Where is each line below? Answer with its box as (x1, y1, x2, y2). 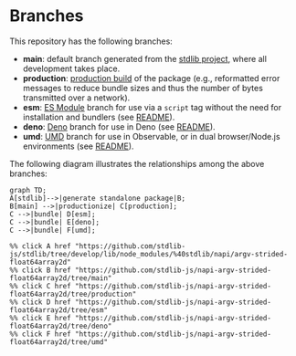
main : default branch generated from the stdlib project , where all (22, 53, 268, 64)
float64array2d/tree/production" (9, 289, 137, 298)
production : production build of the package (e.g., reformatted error (22, 72, 280, 83)
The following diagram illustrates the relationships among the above (9, 158, 265, 169)
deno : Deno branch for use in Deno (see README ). (22, 120, 217, 132)
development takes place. (22, 63, 121, 74)
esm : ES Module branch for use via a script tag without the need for (22, 101, 281, 112)
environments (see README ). (22, 141, 134, 152)
